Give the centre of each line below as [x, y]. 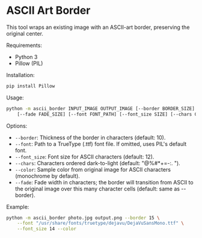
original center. [25, 33]
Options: [17, 126]
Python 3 [26, 57]
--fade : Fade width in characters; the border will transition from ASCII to [104, 182]
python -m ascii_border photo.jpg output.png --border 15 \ [83, 218]
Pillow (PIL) [29, 63]
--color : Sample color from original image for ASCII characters [93, 169]
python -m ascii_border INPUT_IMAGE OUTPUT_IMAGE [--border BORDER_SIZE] [101, 108]
